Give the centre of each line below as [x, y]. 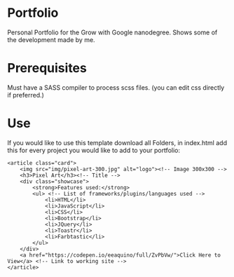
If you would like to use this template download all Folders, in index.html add [117, 142]
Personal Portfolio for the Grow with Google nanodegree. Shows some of [112, 32]
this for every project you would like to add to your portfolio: [94, 150]
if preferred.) [26, 95]
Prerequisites [47, 68]
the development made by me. [51, 39]
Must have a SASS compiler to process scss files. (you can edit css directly [116, 87]
